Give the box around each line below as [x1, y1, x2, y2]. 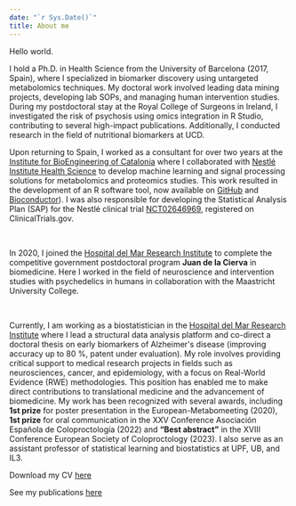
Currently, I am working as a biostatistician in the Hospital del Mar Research [9, 320, 286, 331]
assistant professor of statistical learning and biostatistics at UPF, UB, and [9, 443, 280, 453]
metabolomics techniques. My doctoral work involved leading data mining [9, 82, 280, 93]
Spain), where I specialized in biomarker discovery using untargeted [9, 72, 260, 83]
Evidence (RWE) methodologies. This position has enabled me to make [9, 376, 268, 388]
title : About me [9, 21, 69, 30]
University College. [9, 285, 79, 296]
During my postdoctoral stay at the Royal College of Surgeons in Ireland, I [9, 101, 278, 111]
